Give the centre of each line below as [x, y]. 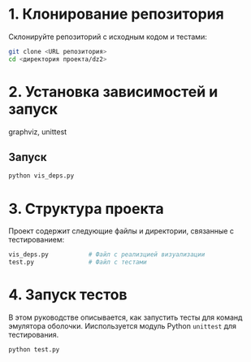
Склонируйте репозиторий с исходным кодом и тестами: [108, 37]
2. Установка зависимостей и [113, 92]
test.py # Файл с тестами [78, 262]
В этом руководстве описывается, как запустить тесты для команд [125, 317]
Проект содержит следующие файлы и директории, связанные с [121, 231]
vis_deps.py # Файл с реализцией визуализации [107, 255]
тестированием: [37, 240]
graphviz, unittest [38, 132]
